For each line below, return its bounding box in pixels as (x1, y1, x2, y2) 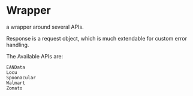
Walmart (6, 80, 26, 86)
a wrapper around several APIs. (6, 23, 84, 30)
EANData (6, 64, 26, 70)
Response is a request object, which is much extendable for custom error (6, 35, 188, 42)
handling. (6, 41, 29, 48)
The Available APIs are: (6, 52, 64, 60)
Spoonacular (6, 75, 36, 80)
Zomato (6, 85, 23, 91)
